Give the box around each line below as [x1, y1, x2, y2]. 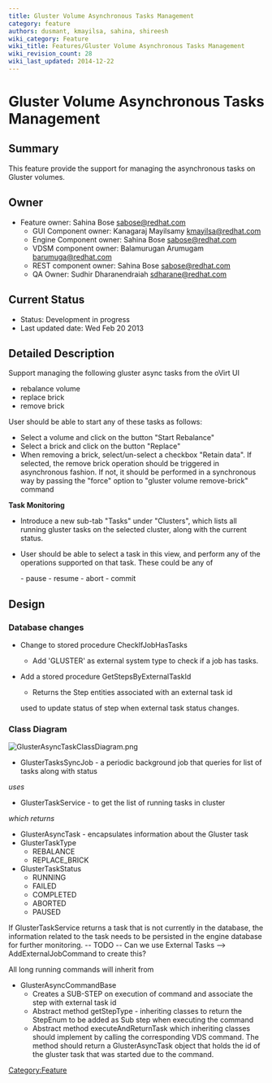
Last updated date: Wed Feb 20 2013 [19, 323, 145, 333]
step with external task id [32, 998, 117, 1007]
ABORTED [32, 898, 67, 908]
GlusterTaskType [19, 838, 77, 848]
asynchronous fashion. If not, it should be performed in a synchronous [19, 467, 257, 477]
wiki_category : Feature [8, 34, 89, 43]
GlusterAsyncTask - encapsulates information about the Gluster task [19, 829, 249, 839]
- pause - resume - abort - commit [19, 574, 136, 583]
